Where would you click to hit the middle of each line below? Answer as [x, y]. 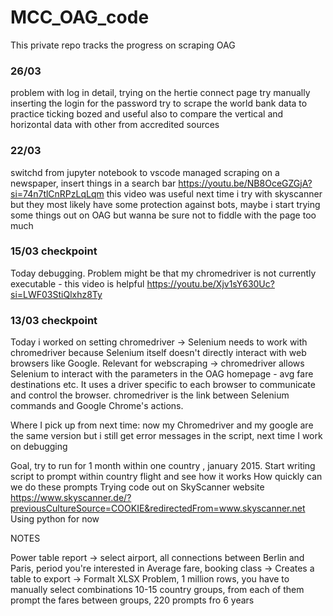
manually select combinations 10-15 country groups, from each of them [157, 590]
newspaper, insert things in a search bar [93, 183]
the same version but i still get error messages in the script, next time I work [166, 436]
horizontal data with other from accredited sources [115, 125]
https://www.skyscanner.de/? [71, 498]
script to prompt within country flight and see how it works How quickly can [166, 477]
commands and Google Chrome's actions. [97, 406]
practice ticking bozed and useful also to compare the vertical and [147, 114]
